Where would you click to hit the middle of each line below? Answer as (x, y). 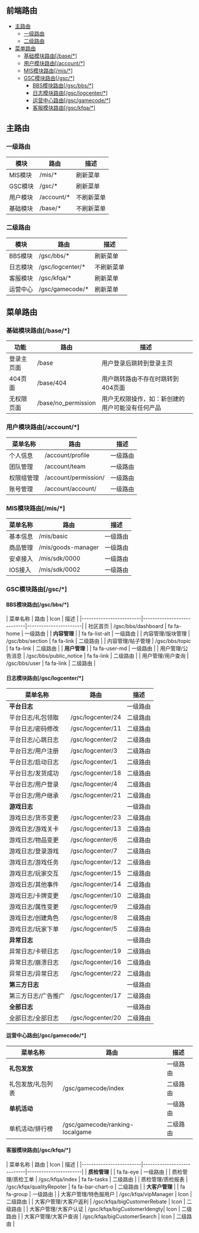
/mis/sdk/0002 (60, 570)
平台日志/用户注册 (34, 751)
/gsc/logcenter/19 (96, 951)
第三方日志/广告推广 (37, 996)
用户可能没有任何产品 (131, 408)
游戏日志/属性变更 (34, 907)
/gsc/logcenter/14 (96, 885)
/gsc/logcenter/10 (96, 895)
